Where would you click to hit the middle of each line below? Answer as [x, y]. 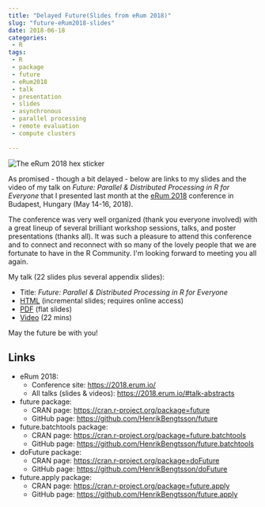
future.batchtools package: [64, 427]
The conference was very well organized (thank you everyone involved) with [133, 219]
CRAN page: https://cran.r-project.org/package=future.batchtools [139, 436]
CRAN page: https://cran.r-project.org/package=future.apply [131, 486]
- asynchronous [36, 112]
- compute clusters [44, 133]
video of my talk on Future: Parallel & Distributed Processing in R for [119, 187]
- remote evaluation [45, 126]
